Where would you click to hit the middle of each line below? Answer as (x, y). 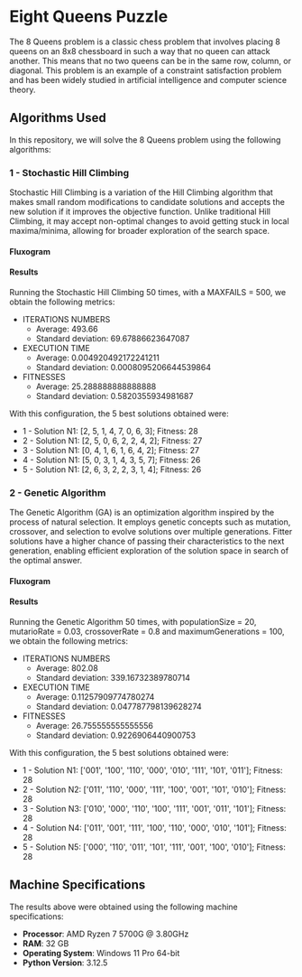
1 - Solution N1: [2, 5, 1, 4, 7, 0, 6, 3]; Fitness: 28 (110, 431)
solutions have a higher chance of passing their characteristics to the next (147, 541)
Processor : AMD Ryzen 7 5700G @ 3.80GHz (105, 934)
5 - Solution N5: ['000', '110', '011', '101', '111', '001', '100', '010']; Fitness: (154, 847)
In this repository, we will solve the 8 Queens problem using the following (145, 140)
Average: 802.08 (67, 668)
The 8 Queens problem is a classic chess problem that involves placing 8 (145, 42)
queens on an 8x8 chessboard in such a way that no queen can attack (140, 51)
